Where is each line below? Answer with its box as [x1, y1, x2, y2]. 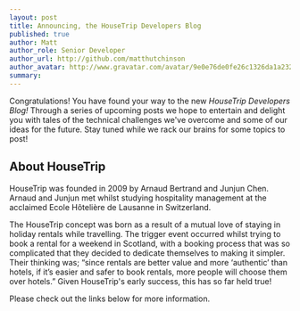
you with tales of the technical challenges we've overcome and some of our [9, 114, 287, 125]
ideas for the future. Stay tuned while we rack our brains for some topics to [9, 124, 286, 135]
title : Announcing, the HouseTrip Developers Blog [9, 21, 202, 30]
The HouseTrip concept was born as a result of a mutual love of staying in [9, 219, 281, 230]
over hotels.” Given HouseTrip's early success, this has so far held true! [9, 275, 272, 286]
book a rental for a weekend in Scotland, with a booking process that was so [9, 238, 290, 249]
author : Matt [9, 37, 58, 47]
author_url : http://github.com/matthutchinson [9, 54, 186, 63]
